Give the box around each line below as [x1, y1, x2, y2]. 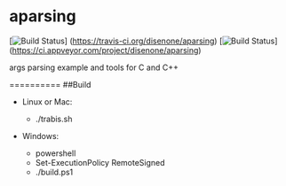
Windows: [21, 130, 60, 141]
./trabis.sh [35, 113, 73, 124]
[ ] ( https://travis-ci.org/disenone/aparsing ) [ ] [9, 35, 278, 46]
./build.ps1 [35, 167, 74, 177]
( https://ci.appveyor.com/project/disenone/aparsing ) [9, 44, 202, 55]
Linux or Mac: [21, 96, 73, 107]
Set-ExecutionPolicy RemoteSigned [35, 157, 166, 167]
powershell [35, 148, 76, 159]
